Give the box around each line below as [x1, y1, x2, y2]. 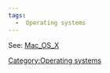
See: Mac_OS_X [8, 40, 60, 49]
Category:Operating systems [8, 56, 102, 65]
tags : [8, 11, 26, 20]
